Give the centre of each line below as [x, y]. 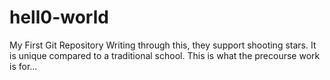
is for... [23, 66]
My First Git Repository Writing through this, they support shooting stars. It [163, 45]
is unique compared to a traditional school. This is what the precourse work [165, 55]
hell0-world [59, 17]
